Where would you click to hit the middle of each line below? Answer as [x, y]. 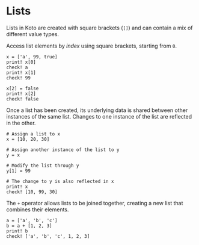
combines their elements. [38, 209]
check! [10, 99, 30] [32, 192]
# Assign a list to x [33, 134]
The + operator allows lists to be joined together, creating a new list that [95, 203]
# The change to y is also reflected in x [60, 181]
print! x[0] [21, 62]
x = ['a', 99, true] [32, 57]
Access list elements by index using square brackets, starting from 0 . [92, 46]
